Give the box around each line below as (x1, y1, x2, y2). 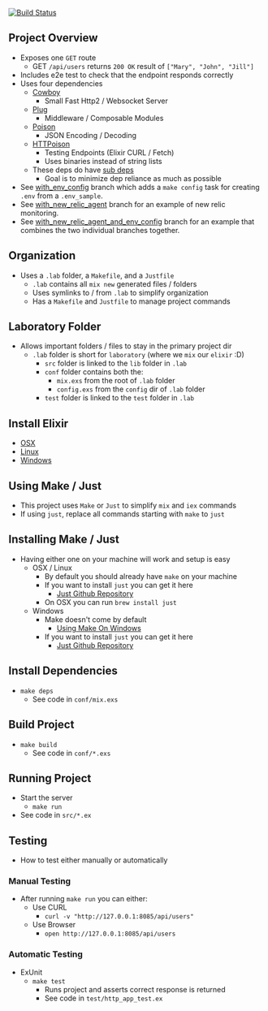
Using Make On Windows (56, 623, 142, 633)
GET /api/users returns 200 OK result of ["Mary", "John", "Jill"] (32, 61, 254, 71)
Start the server (19, 793, 73, 803)
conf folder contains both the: (44, 367, 144, 377)
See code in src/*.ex (19, 810, 92, 820)
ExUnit (19, 967, 43, 977)
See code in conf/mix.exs (32, 694, 119, 704)
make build (19, 741, 58, 749)
